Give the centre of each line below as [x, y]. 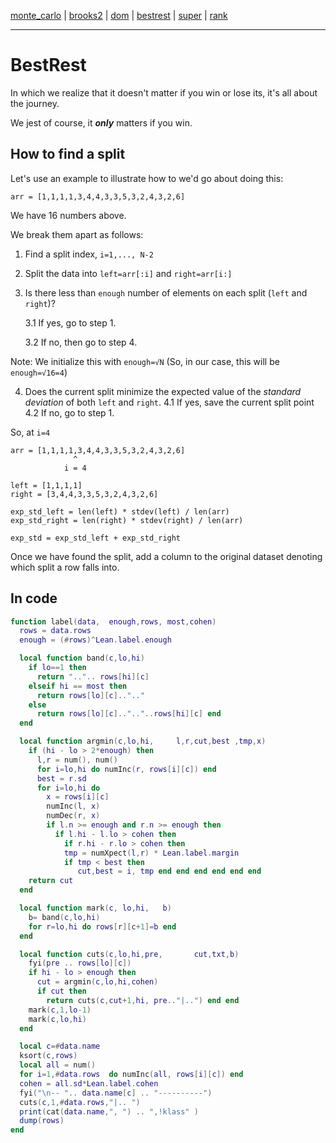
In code [34, 598]
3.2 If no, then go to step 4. [81, 342]
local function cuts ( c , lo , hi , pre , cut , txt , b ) [129, 954]
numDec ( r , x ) [73, 816]
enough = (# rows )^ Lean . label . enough [95, 640]
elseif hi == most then [78, 686]
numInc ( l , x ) [73, 806]
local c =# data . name [60, 1046]
